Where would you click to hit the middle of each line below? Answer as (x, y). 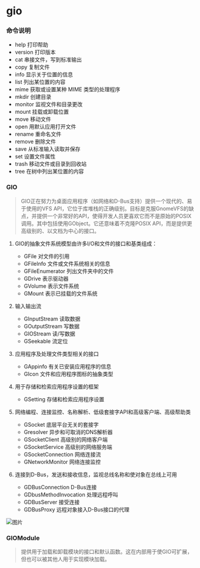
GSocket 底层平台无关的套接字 (61, 424)
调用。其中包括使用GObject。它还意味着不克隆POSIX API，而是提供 (104, 223)
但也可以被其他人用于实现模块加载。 (65, 559)
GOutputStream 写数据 (51, 326)
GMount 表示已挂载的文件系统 (61, 293)
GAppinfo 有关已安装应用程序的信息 (67, 366)
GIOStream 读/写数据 (50, 333)
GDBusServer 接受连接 (52, 502)
